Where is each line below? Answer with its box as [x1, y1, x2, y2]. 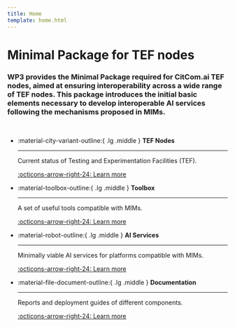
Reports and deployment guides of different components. [17, 298, 183, 307]
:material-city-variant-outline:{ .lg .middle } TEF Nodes [17, 136, 175, 144]
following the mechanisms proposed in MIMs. [7, 106, 166, 116]
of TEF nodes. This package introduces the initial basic [7, 89, 198, 99]
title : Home [7, 10, 42, 18]
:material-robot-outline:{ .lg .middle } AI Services [17, 230, 159, 239]
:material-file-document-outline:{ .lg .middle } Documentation [17, 278, 197, 286]
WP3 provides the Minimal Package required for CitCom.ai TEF [7, 71, 225, 81]
